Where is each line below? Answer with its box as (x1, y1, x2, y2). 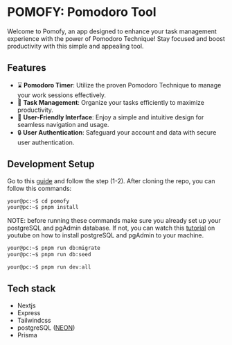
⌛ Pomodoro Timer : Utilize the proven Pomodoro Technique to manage (17, 81, 222, 89)
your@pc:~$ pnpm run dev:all (7, 264, 91, 271)
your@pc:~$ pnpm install (7, 204, 79, 211)
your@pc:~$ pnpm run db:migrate (7, 244, 100, 252)
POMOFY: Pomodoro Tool (7, 4, 157, 20)
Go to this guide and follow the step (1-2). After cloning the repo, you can (7, 176, 216, 185)
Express (17, 308, 41, 317)
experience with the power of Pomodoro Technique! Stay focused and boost (7, 34, 225, 42)
